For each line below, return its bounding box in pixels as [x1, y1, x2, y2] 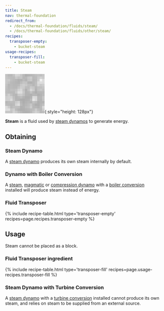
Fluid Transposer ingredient [5, 255, 73, 262]
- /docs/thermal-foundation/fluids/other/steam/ [9, 28, 111, 34]
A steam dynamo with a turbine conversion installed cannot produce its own [5, 295, 160, 301]
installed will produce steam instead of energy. [5, 187, 100, 193]
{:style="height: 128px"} [44, 109, 94, 115]
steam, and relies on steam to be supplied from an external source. [5, 300, 141, 307]
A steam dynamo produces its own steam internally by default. [5, 159, 132, 165]
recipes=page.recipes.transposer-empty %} [5, 216, 95, 222]
